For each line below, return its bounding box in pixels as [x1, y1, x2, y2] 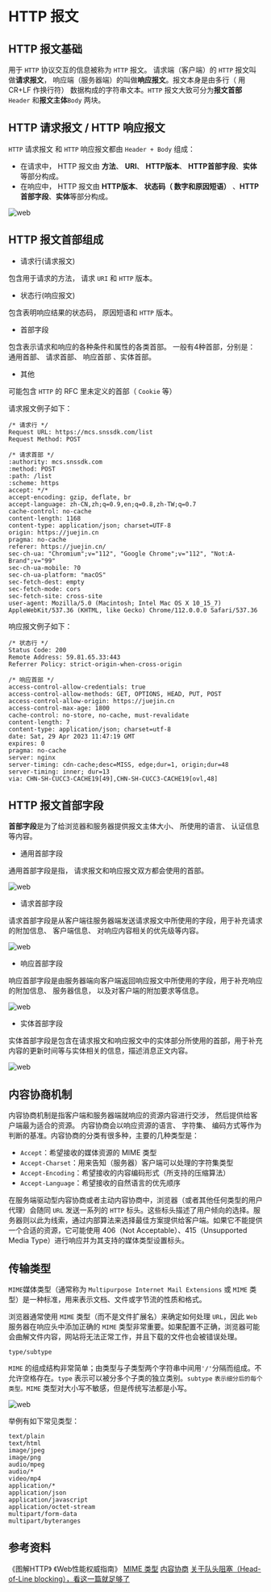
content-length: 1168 [8, 514, 81, 522]
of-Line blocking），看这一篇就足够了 [8, 1573, 131, 1583]
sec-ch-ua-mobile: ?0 [8, 563, 81, 572]
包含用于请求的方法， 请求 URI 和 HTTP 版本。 [8, 273, 157, 283]
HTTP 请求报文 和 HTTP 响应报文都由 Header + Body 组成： [8, 144, 195, 153]
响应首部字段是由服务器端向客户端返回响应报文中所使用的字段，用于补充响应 [8, 976, 263, 986]
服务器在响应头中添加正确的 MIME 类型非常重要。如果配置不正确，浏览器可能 [8, 1322, 261, 1332]
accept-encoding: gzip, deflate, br [8, 493, 131, 501]
